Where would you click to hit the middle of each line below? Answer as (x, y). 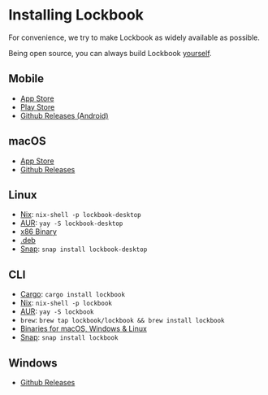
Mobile (26, 79)
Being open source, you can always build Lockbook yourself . (110, 53)
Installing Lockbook (76, 15)
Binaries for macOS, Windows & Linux (84, 329)
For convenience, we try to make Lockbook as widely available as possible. (134, 37)
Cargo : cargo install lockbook (73, 294)
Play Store (37, 106)
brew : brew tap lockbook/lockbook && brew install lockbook (122, 320)
